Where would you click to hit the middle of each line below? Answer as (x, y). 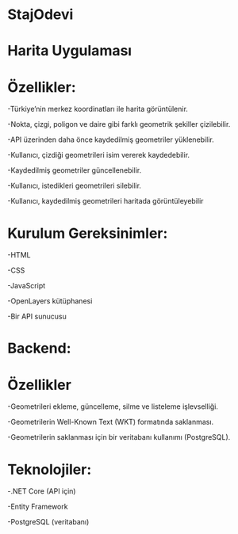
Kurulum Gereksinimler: (88, 233)
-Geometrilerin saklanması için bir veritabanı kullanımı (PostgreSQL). (119, 437)
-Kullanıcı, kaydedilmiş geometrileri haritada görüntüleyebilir (106, 201)
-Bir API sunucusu (37, 317)
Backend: (39, 348)
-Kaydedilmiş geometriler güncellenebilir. (75, 170)
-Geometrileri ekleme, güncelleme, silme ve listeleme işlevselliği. (113, 406)
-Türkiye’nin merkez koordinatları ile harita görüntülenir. (98, 109)
